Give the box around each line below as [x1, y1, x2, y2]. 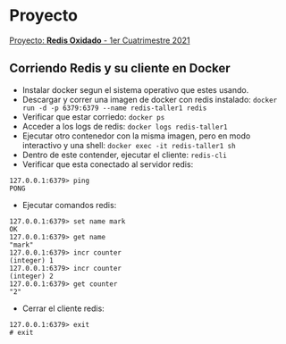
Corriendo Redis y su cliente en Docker [9, 61, 231, 76]
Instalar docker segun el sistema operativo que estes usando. [21, 84, 249, 95]
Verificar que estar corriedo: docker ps [21, 111, 165, 122]
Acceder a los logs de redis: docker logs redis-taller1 [21, 121, 228, 131]
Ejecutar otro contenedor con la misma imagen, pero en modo [21, 130, 251, 141]
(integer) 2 [9, 272, 54, 281]
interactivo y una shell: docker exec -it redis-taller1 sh [21, 139, 236, 150]
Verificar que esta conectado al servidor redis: [21, 158, 194, 170]
